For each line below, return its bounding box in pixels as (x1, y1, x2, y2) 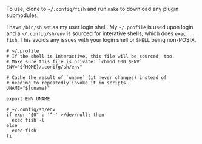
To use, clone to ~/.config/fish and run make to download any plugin (6, 5, 179, 12)
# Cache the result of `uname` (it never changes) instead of (6, 75, 167, 81)
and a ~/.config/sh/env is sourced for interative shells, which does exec (6, 30, 186, 37)
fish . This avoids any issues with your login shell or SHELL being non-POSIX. (6, 36, 197, 43)
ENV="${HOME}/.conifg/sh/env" (6, 64, 83, 70)
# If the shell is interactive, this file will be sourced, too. (6, 53, 175, 60)
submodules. (6, 12, 39, 19)
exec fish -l (12, 117, 45, 123)
